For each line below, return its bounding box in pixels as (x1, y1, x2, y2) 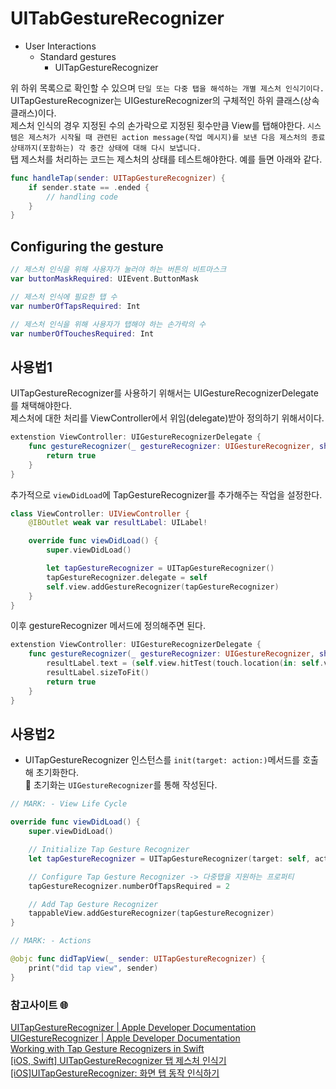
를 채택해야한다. (10, 400, 73, 412)
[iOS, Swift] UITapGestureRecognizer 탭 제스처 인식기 (10, 1054, 227, 1066)
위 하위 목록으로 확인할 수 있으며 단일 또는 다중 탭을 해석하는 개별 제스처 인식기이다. (10, 82, 325, 94)
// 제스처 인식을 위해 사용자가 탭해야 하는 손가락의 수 (10, 319, 207, 329)
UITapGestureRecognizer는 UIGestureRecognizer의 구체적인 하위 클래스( (10, 94, 304, 106)
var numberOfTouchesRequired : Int (10, 328, 155, 339)
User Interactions (24, 40, 97, 52)
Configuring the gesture (10, 238, 164, 255)
